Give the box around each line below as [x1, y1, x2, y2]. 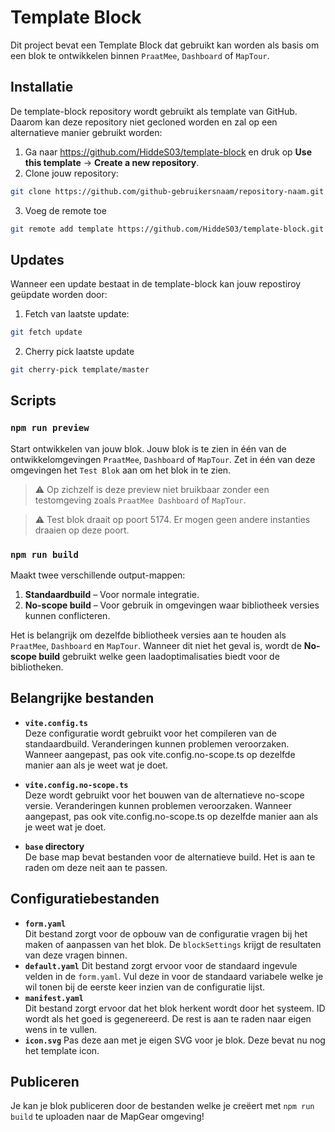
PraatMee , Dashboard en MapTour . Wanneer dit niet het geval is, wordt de [10, 640, 302, 652]
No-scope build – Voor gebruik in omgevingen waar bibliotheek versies [24, 599, 320, 611]
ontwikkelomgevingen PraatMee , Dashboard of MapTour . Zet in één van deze [10, 453, 316, 465]
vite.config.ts [24, 718, 89, 728]
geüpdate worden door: [10, 289, 108, 301]
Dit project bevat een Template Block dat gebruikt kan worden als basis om [10, 39, 320, 51]
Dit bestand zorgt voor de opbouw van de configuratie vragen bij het [24, 927, 308, 940]
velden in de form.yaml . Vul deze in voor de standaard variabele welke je [24, 970, 324, 982]
